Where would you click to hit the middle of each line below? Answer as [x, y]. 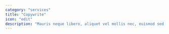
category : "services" [28, 10]
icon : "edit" [19, 19]
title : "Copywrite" [26, 14]
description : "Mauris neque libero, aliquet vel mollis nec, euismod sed [85, 24]
